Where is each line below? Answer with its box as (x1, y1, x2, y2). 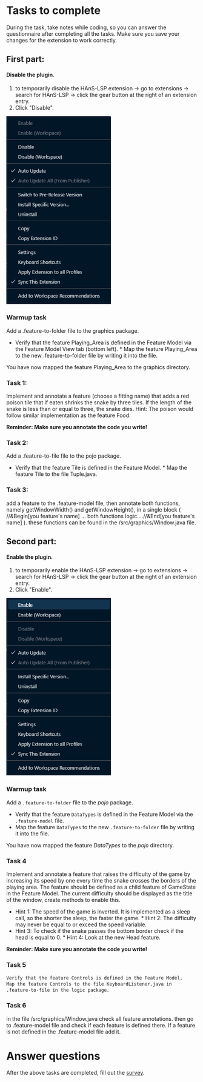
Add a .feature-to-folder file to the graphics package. (6, 327, 139, 334)
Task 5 (6, 960, 26, 969)
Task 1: (6, 378, 27, 387)
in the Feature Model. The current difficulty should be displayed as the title (6, 889, 193, 897)
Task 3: (6, 486, 28, 494)
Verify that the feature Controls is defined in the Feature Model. (6, 975, 183, 981)
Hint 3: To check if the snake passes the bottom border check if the (15, 927, 184, 934)
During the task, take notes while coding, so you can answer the (6, 24, 167, 31)
